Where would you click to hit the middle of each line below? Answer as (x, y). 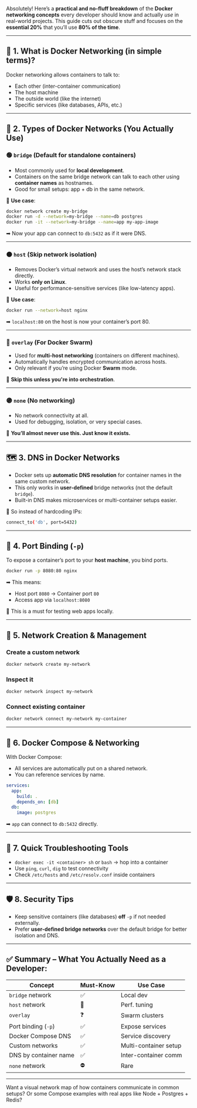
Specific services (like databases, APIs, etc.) (68, 105)
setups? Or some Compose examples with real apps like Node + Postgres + (97, 1093)
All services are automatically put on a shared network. (81, 768)
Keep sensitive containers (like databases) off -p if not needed (90, 916)
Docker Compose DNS (40, 1036)
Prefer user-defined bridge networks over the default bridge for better (101, 929)
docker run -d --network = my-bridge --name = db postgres (74, 217)
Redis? (14, 1100)
